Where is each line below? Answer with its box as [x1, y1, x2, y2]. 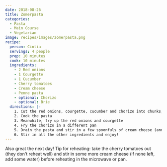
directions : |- [9, 104, 41, 109]
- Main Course [9, 26, 39, 31]
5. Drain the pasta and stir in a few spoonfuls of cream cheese [14, 127, 153, 132]
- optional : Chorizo [14, 95, 57, 100]
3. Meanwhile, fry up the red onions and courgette [14, 118, 123, 123]
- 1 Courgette [14, 72, 43, 77]
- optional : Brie [14, 100, 50, 105]
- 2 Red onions [14, 68, 46, 73]
